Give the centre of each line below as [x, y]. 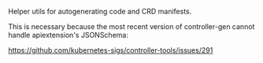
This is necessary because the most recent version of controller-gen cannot [131, 26]
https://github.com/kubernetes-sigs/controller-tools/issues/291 [111, 50]
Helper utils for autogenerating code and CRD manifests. [100, 11]
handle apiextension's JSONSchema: [68, 35]
